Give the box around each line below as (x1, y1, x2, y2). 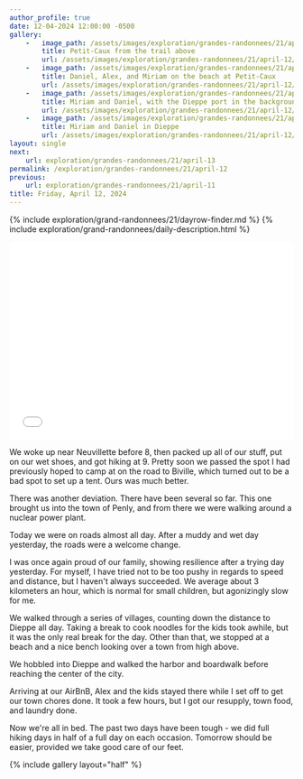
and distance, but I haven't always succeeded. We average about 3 (9, 576, 260, 587)
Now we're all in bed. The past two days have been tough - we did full (9, 723, 270, 733)
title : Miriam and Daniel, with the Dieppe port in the (41, 97, 256, 107)
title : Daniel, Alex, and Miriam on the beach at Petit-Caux (41, 72, 277, 81)
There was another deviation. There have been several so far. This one (9, 493, 272, 504)
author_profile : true (9, 13, 91, 23)
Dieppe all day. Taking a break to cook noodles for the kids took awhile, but (9, 622, 289, 633)
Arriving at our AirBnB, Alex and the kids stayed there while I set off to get (9, 686, 284, 696)
